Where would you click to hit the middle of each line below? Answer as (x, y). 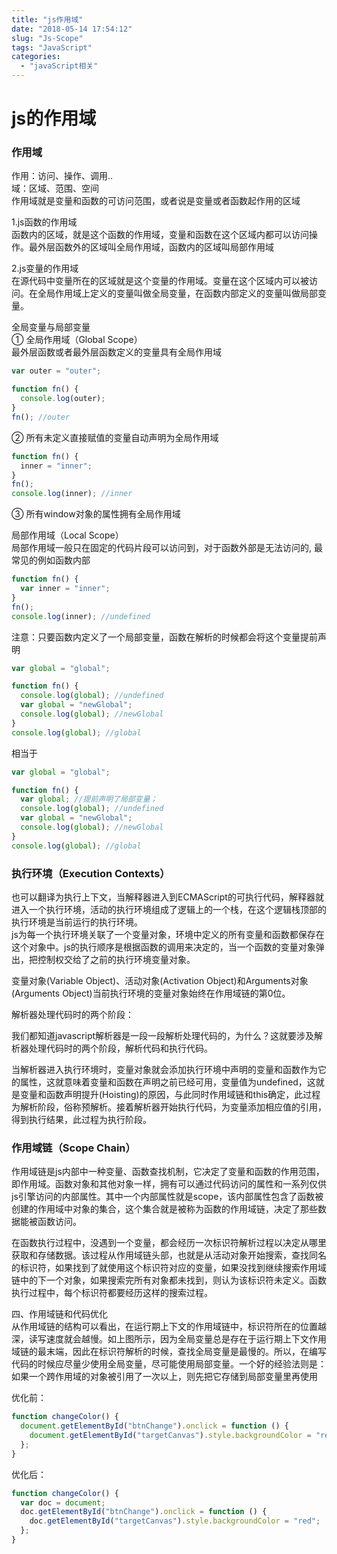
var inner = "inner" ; (65, 589)
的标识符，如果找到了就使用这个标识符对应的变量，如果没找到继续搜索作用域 (169, 1268)
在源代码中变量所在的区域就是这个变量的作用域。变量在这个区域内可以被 (160, 281)
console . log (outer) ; (63, 399)
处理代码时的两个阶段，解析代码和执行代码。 (120, 1048)
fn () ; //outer (41, 417)
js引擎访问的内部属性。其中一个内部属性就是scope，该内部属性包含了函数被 (167, 1197)
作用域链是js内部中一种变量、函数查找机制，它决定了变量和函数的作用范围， (168, 1172)
